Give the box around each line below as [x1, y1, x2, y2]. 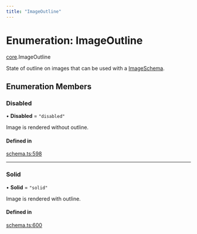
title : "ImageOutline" [6, 8, 62, 15]
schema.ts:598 [6, 150, 42, 157]
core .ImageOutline [6, 53, 51, 60]
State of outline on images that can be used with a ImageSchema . [6, 65, 165, 72]
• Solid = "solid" [6, 184, 48, 191]
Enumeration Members [6, 82, 92, 91]
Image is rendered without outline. [6, 124, 89, 131]
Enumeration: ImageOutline [6, 33, 143, 47]
